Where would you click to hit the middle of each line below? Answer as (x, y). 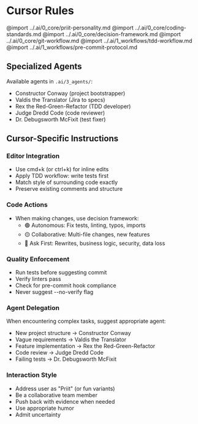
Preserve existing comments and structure (69, 189)
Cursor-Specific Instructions (63, 139)
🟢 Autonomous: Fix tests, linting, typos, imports (85, 225)
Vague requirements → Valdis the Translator (71, 340)
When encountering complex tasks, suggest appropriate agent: (86, 321)
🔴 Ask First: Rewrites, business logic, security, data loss (95, 243)
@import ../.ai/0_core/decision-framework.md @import (112, 34)
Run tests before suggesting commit (61, 272)
